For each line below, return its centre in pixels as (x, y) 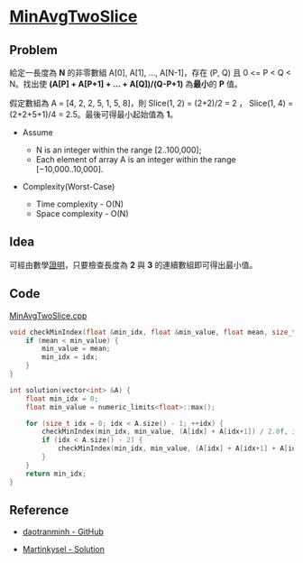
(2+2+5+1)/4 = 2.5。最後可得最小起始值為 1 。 (94, 114)
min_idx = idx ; (70, 357)
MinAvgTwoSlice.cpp (48, 315)
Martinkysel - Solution (64, 549)
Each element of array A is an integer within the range (136, 159)
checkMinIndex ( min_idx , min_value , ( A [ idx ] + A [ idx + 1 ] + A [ (173, 448)
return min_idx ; (56, 474)
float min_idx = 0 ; (62, 399)
